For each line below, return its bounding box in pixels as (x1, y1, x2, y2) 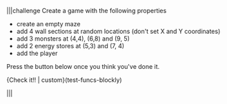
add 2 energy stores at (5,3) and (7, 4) (16, 42, 125, 50)
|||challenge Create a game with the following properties (6, 7, 167, 14)
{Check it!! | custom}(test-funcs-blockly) (6, 76, 122, 84)
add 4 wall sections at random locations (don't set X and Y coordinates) (16, 28, 221, 35)
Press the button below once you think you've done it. (6, 63, 160, 70)
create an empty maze (16, 20, 81, 28)
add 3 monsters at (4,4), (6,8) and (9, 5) (16, 34, 130, 43)
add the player (16, 49, 58, 57)
